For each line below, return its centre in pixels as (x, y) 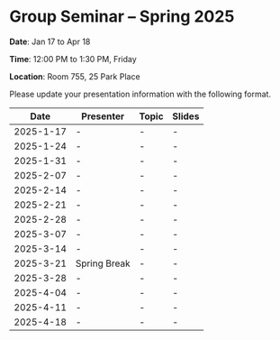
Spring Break (103, 263)
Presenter (103, 116)
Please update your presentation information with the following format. (140, 94)
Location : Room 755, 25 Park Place (75, 76)
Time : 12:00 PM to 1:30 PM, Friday (73, 59)
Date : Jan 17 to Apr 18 (50, 41)
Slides (186, 116)
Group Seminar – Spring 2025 (122, 17)
